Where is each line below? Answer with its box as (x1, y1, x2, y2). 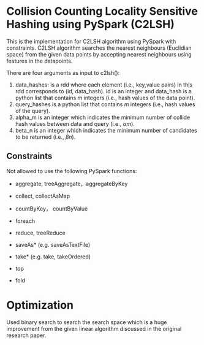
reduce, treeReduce (15, 229, 66, 236)
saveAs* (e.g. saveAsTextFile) (15, 241, 91, 248)
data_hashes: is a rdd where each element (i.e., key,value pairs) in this (15, 81, 193, 88)
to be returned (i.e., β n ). (15, 133, 76, 141)
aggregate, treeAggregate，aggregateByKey (15, 180, 128, 187)
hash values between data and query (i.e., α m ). (15, 120, 135, 127)
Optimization (6, 298, 74, 312)
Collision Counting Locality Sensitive (6, 4, 198, 18)
